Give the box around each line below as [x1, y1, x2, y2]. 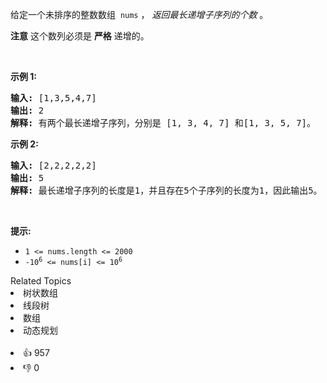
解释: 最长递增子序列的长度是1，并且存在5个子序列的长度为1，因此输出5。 [10, 185, 323, 196]
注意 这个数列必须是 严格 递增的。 [10, 30, 150, 42]
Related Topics [10, 275, 72, 287]
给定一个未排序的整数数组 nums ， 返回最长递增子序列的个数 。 [10, 9, 269, 20]
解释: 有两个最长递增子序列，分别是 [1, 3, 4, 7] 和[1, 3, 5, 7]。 [10, 118, 317, 128]
